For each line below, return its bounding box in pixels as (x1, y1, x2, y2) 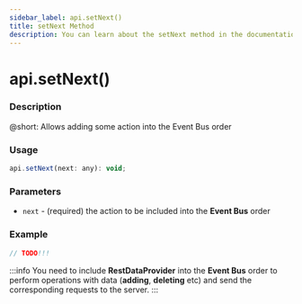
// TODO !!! (9, 248, 50, 257)
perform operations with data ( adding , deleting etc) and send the (9, 274, 253, 285)
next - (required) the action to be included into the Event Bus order (22, 206, 271, 217)
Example (9, 228, 49, 241)
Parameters (9, 185, 61, 198)
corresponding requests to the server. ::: (9, 284, 159, 295)
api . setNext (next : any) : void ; (9, 164, 127, 174)
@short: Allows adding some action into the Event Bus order (9, 121, 232, 131)
